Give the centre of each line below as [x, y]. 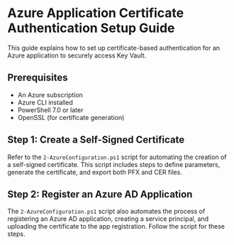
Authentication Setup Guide [91, 28]
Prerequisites [38, 78]
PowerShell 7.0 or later [50, 110]
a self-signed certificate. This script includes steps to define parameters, [114, 164]
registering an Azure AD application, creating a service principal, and [108, 219]
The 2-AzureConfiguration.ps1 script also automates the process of [106, 212]
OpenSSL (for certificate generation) [71, 117]
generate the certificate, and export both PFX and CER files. [95, 172]
